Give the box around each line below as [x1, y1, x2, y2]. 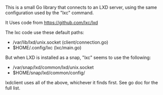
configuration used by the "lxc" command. [5, 10, 94, 16]
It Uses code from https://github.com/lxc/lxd [5, 20, 98, 25]
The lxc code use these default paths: [5, 29, 85, 35]
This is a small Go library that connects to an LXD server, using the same [5, 5, 157, 10]
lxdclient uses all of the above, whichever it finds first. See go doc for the [5, 80, 158, 85]
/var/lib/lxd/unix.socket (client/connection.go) [12, 39, 109, 45]
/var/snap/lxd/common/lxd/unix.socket [12, 65, 94, 70]
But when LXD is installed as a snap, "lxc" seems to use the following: [5, 54, 151, 60]
